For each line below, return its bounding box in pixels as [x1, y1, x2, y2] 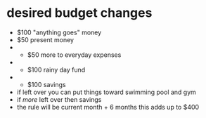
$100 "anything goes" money [16, 28, 102, 37]
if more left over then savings [16, 95, 102, 103]
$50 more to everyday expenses [27, 51, 122, 59]
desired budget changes [6, 5, 153, 21]
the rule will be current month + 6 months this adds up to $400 [16, 103, 200, 111]
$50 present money [16, 35, 75, 44]
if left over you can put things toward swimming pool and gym [16, 88, 196, 96]
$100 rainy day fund [27, 65, 86, 74]
